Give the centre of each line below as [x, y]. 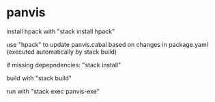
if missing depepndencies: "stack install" [64, 65]
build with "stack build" [39, 78]
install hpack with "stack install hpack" [61, 31]
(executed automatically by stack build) [62, 52]
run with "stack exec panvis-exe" [53, 91]
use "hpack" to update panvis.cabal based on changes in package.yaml [107, 44]
